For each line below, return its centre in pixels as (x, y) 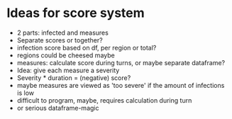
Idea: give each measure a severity (68, 70)
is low (26, 93)
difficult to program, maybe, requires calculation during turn (104, 100)
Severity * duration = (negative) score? (74, 78)
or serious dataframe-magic (58, 108)
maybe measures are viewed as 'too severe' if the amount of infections (121, 85)
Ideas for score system (76, 13)
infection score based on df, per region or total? (87, 47)
